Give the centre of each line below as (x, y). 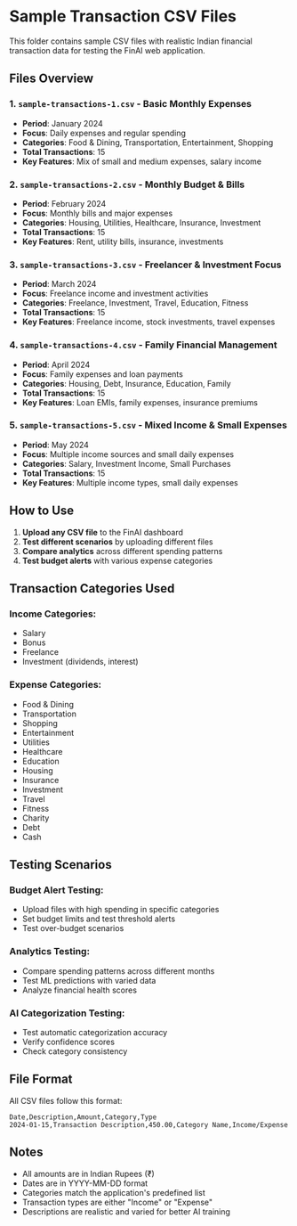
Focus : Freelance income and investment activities (115, 294)
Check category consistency (75, 1051)
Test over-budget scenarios (73, 928)
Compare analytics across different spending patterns (122, 551)
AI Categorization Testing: (67, 1013)
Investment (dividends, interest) (80, 662)
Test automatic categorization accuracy (95, 1032)
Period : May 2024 (55, 445)
